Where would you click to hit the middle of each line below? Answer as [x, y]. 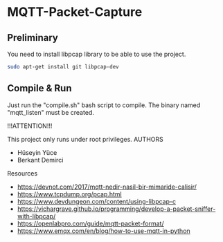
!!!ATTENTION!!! [30, 126]
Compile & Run [39, 88]
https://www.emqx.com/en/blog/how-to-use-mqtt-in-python [104, 231]
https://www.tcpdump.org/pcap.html [70, 194]
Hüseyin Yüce [37, 152]
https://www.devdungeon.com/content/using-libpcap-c [97, 201]
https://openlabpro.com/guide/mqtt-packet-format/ [90, 223]
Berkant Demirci [40, 160]
